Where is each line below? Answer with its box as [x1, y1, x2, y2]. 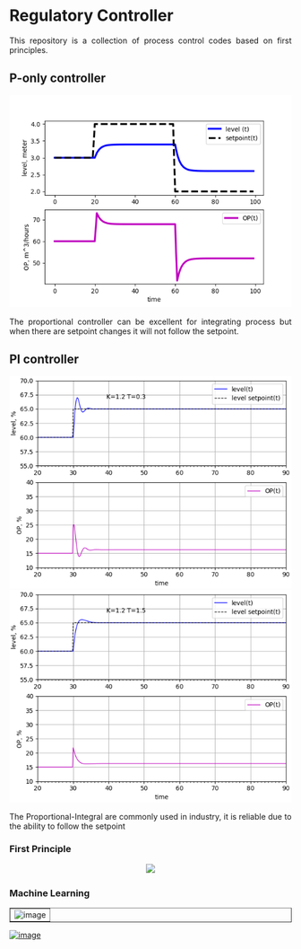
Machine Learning [9, 886, 90, 899]
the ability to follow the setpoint [9, 821, 125, 831]
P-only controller [9, 71, 106, 86]
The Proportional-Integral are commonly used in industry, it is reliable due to [9, 811, 292, 822]
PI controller [9, 352, 79, 367]
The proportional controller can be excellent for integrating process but [9, 316, 292, 327]
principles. [9, 44, 48, 55]
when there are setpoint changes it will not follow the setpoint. [9, 325, 239, 337]
